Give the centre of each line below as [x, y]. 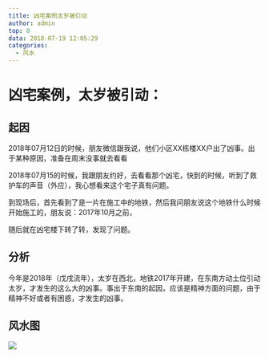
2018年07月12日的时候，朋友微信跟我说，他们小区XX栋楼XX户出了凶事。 [128, 148]
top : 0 [19, 31]
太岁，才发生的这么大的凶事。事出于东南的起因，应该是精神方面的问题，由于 [134, 288]
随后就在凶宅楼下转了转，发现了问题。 [71, 229]
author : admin [32, 23]
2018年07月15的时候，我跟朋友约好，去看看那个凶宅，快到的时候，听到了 [129, 175]
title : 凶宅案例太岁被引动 [48, 16]
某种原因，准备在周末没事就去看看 [71, 158]
